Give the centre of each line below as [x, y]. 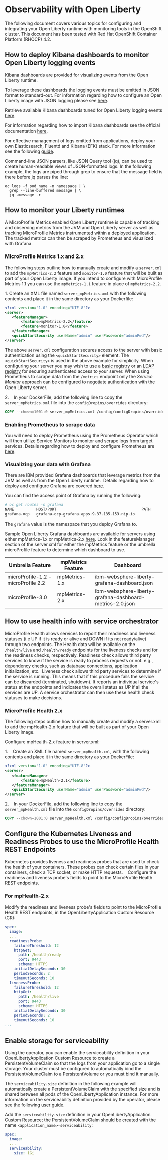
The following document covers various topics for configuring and [73, 23]
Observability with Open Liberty [73, 9]
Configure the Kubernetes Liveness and [68, 834]
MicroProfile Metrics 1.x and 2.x [44, 256]
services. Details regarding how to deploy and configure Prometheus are [80, 446]
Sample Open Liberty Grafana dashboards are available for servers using [80, 534]
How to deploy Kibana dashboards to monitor [77, 55]
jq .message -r [25, 195]
